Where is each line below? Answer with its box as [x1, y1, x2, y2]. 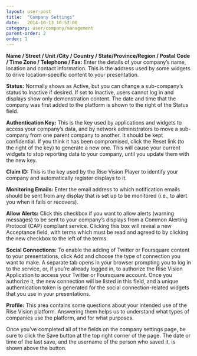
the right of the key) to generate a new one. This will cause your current [6, 144, 181, 151]
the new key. [6, 157, 37, 164]
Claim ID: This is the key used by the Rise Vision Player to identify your [6, 168, 178, 175]
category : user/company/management [6, 25, 94, 31]
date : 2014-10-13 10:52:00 [6, 19, 78, 25]
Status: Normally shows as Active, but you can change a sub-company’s [6, 83, 183, 89]
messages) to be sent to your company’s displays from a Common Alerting [6, 216, 188, 223]
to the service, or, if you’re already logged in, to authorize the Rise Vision [6, 265, 183, 272]
